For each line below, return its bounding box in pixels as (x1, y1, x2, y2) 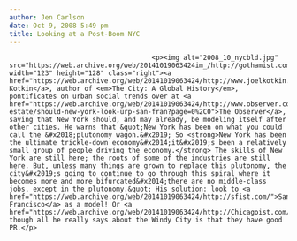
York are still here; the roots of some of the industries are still (9, 154, 271, 163)
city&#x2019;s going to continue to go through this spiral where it (9, 169, 271, 178)
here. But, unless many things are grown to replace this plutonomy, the (9, 162, 287, 170)
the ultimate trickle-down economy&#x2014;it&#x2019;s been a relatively (9, 139, 287, 147)
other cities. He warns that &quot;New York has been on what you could (9, 123, 283, 132)
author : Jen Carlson (9, 12, 86, 22)
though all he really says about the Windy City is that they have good (9, 215, 283, 225)
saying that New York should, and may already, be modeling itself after (9, 116, 287, 124)
